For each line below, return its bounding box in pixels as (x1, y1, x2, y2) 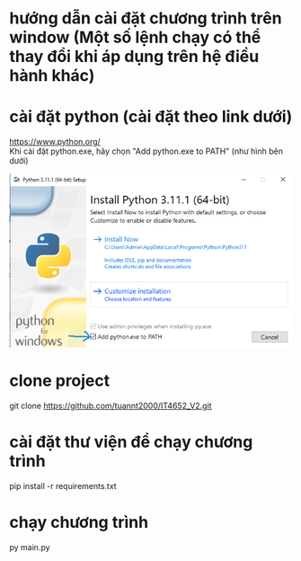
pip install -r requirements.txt (9, 481, 117, 492)
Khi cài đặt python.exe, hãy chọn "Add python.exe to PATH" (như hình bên (9, 146, 283, 156)
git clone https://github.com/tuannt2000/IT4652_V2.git (9, 400, 213, 412)
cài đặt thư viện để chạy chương (9, 432, 253, 452)
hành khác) (9, 66, 95, 86)
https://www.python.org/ (9, 137, 101, 147)
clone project (9, 370, 111, 391)
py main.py (9, 542, 51, 553)
